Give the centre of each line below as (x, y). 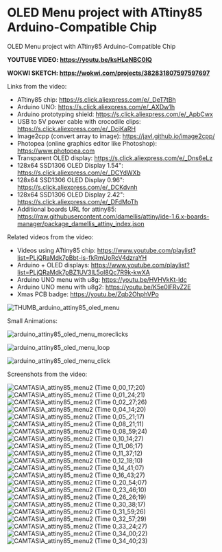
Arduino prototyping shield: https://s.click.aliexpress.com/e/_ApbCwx (115, 114)
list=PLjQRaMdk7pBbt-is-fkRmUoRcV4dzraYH (82, 257)
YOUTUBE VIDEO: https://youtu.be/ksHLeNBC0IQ (79, 59)
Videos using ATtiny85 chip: (56, 250)
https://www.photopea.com (56, 151)
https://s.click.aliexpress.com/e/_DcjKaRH (76, 129)
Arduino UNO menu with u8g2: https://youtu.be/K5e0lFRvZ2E (104, 287)
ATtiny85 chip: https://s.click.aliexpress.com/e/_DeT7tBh (96, 99)
